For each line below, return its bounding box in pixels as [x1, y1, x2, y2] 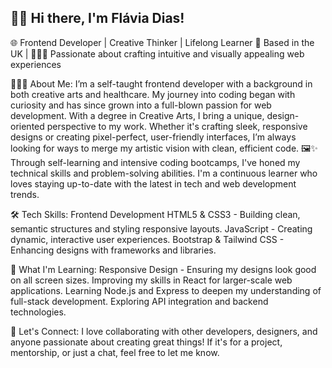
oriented [10, 120, 45, 132]
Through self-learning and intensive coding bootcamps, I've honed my [10, 156, 301, 168]
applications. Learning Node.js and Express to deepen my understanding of [10, 284, 322, 296]
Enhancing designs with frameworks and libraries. [10, 244, 217, 256]
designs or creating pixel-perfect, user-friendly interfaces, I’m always [10, 131, 297, 143]
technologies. [10, 306, 67, 318]
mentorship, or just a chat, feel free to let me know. [10, 346, 220, 358]
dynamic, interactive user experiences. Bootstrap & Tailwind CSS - [10, 233, 285, 245]
